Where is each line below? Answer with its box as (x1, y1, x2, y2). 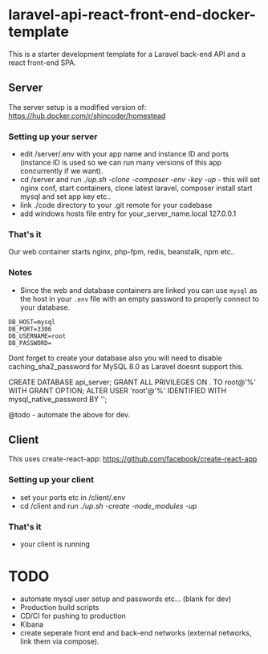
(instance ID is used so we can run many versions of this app (19, 158, 222, 168)
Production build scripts (19, 602, 99, 611)
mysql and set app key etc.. (19, 192, 112, 201)
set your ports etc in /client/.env (19, 492, 126, 502)
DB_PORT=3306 (8, 325, 52, 333)
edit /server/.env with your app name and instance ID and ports (19, 149, 229, 159)
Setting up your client (8, 474, 95, 485)
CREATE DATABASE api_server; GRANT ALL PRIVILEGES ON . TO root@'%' (8, 377, 257, 387)
